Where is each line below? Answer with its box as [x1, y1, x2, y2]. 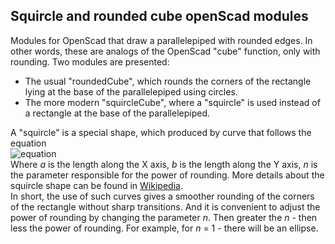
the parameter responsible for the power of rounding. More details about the [10, 169, 325, 181]
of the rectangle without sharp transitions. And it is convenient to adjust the [10, 200, 321, 213]
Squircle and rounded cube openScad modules [10, 8, 309, 25]
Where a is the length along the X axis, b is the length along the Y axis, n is [10, 158, 318, 170]
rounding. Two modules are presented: [10, 55, 170, 68]
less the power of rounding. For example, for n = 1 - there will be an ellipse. [10, 222, 319, 234]
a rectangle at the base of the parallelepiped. [24, 107, 211, 119]
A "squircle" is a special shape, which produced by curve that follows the [10, 126, 312, 138]
